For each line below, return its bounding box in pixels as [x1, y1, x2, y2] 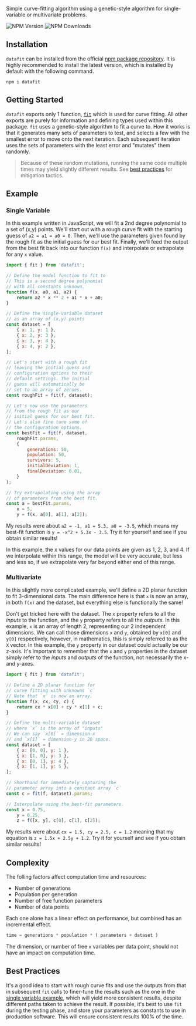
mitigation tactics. [20, 171, 64, 178]
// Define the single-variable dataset [6, 310, 104, 316]
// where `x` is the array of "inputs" [6, 725, 104, 731]
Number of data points [14, 903, 69, 910]
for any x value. [6, 251, 43, 258]
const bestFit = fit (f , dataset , [6, 430, 88, 436]
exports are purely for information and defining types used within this [6, 117, 173, 124]
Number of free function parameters [14, 897, 102, 905]
